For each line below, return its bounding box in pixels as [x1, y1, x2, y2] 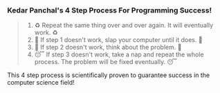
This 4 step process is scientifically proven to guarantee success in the [7, 71, 210, 79]
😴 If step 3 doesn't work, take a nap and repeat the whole [34, 50, 204, 59]
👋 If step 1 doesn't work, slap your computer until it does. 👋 [34, 36, 203, 44]
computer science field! [7, 79, 75, 87]
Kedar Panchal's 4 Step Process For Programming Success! [7, 6, 212, 15]
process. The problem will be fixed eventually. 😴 [34, 58, 178, 66]
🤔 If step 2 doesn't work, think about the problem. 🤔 [34, 43, 182, 52]
